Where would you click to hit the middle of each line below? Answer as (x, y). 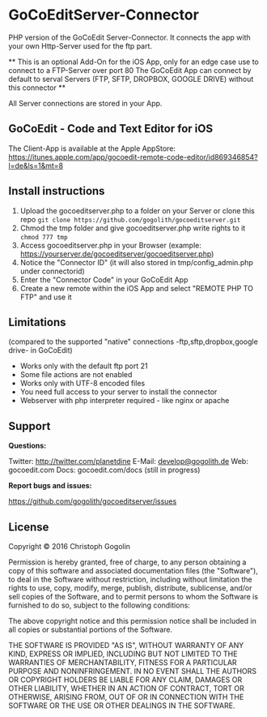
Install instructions (57, 191)
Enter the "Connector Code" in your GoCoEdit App (104, 279)
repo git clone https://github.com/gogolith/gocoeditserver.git (130, 219)
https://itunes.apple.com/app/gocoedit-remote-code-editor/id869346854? (133, 157)
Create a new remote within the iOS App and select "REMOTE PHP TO (136, 288)
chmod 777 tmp (44, 237)
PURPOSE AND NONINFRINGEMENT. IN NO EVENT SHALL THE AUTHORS (133, 671)
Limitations (37, 322)
